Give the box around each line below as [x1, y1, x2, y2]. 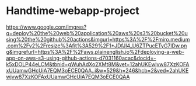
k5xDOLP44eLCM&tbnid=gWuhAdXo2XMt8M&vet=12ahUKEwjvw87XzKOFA [6, 60, 190, 68]
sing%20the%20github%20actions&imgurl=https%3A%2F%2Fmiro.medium [6, 36, 190, 43]
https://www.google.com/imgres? [6, 23, 87, 30]
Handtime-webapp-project [6, 4, 140, 18]
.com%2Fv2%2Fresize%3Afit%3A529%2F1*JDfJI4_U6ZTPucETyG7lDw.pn [6, 42, 187, 49]
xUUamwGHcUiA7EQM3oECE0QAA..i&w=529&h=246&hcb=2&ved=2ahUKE [6, 67, 189, 74]
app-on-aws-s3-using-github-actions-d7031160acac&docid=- [6, 54, 156, 61]
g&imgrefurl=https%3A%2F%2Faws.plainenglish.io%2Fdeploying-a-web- [6, 48, 185, 55]
